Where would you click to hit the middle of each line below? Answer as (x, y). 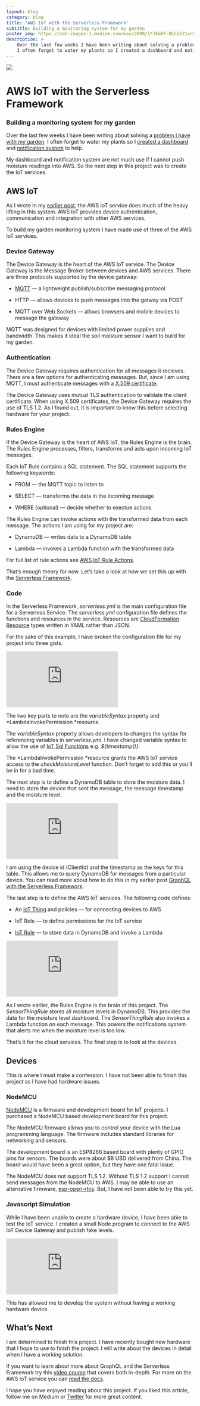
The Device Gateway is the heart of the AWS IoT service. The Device (90, 264)
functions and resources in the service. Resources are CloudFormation (93, 619)
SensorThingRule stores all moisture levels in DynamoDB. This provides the (98, 1011)
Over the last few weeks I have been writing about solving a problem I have (98, 135)
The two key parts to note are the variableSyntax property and (83, 716)
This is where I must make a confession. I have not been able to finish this (97, 1075)
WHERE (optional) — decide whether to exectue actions (83, 507)
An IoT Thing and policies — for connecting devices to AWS (88, 910)
